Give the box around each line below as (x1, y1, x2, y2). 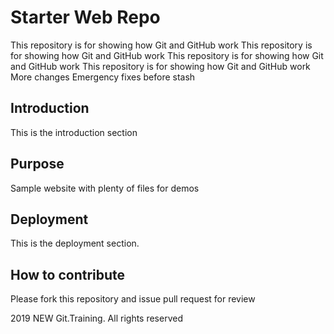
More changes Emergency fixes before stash (10, 71, 196, 83)
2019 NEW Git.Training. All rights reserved (10, 312, 183, 325)
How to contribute (10, 266, 126, 283)
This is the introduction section (10, 126, 138, 138)
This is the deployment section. (10, 237, 140, 250)
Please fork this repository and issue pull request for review (10, 293, 256, 305)
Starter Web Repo (10, 6, 161, 29)
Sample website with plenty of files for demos (10, 182, 200, 194)
